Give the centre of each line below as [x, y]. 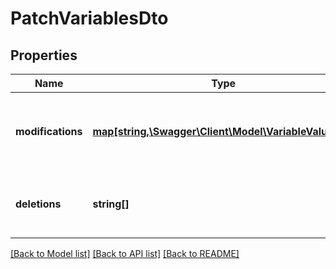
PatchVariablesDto [89, 18]
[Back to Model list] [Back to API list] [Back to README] [125, 253]
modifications [49, 131]
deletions [38, 204]
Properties [44, 55]
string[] [111, 204]
